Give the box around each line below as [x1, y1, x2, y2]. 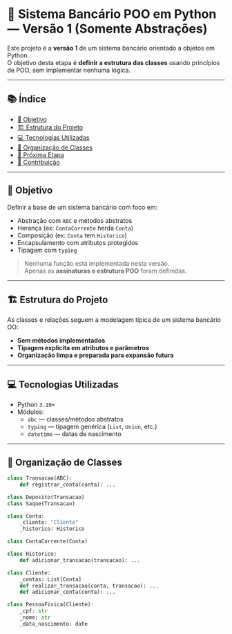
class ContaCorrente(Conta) [7, 538, 88, 545]
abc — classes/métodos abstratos [27, 415, 124, 424]
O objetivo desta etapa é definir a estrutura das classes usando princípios [7, 58, 220, 66]
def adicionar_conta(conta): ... [19, 588, 116, 596]
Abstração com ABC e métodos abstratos [17, 216, 133, 224]
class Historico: [7, 550, 57, 557]
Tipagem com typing [17, 246, 77, 254]
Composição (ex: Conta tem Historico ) [17, 231, 128, 239]
